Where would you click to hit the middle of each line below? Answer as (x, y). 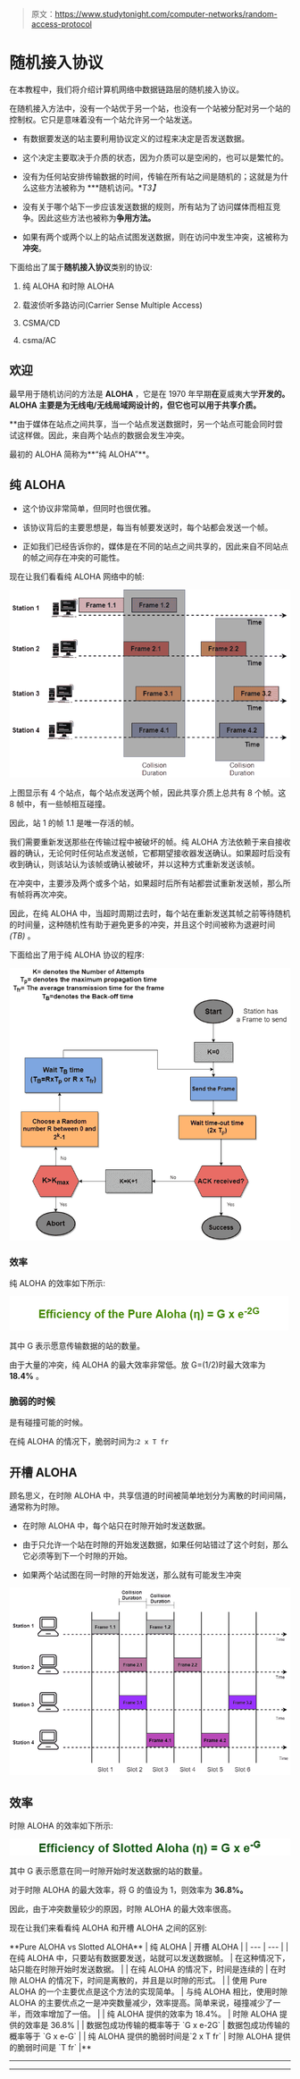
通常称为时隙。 (37, 1507)
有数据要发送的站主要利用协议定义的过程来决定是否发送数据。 (136, 139)
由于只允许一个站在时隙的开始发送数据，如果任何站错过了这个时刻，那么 (155, 1545)
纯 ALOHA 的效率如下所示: (57, 1284)
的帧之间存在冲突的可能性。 (73, 557)
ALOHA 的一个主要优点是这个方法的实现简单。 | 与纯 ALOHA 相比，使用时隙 (149, 1991)
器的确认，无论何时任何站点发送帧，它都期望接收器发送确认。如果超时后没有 (150, 854)
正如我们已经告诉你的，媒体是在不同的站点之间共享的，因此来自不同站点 (155, 546)
